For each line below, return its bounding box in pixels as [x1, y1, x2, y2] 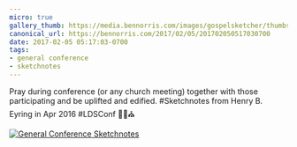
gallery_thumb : [9, 21, 65, 30]
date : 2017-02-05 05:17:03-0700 [9, 37, 128, 47]
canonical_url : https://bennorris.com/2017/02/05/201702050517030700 [9, 29, 271, 38]
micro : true [9, 12, 53, 22]
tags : [9, 46, 29, 55]
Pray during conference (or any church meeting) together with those [9, 85, 259, 97]
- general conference [9, 54, 89, 62]
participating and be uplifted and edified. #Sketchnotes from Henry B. [9, 95, 263, 106]
